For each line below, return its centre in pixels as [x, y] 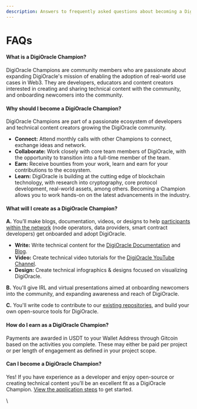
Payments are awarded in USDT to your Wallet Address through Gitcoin [92, 338]
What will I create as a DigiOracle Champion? [62, 208]
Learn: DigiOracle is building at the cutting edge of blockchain [90, 176]
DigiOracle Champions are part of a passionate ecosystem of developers [94, 121]
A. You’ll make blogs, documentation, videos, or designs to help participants [98, 221]
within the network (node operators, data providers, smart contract [87, 228]
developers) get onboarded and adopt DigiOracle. [66, 234]
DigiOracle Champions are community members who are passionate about [96, 70]
